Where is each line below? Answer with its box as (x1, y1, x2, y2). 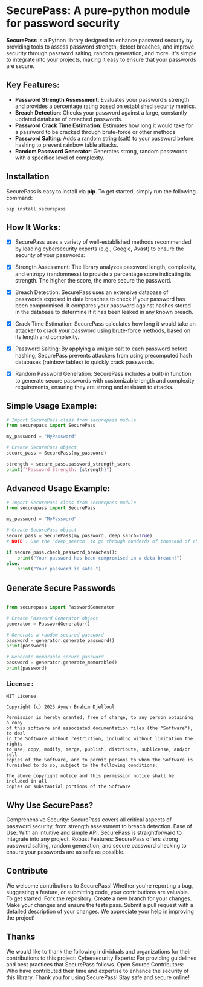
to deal (6, 731, 26, 737)
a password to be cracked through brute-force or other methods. (14, 128, 177, 135)
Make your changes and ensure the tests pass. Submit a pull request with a (6, 901, 193, 908)
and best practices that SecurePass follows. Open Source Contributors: (6, 960, 184, 968)
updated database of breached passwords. (14, 115, 123, 122)
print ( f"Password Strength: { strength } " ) (6, 466, 112, 473)
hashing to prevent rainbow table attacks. (14, 141, 119, 149)
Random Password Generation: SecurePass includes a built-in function (14, 370, 192, 377)
